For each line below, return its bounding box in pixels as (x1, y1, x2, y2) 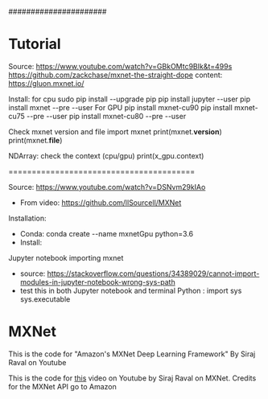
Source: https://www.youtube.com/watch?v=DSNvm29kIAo (8, 182, 206, 191)
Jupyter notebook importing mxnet (8, 253, 124, 262)
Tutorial (8, 35, 62, 53)
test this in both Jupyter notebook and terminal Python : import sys (19, 286, 242, 295)
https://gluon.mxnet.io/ (8, 78, 85, 88)
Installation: (8, 213, 47, 223)
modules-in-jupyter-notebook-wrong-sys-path (19, 277, 175, 286)
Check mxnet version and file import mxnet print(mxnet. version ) (8, 126, 223, 136)
